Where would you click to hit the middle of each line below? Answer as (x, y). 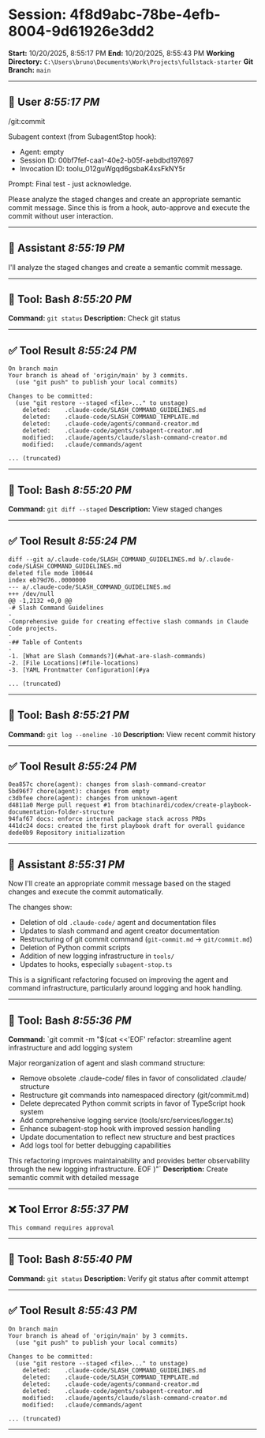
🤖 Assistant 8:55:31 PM (66, 865)
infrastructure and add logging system (70, 1048)
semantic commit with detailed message (74, 1178)
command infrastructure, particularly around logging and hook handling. (125, 988)
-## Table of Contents (45, 642)
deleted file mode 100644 (50, 573)
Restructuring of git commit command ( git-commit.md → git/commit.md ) (136, 939)
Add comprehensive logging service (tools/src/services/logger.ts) (127, 1120)
